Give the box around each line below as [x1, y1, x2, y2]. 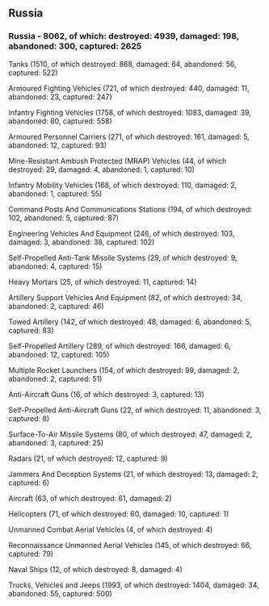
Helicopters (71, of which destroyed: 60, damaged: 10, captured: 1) [8, 508, 229, 519]
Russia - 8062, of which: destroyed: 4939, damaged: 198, [8, 31, 240, 42]
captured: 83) [8, 325, 54, 335]
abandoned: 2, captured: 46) [8, 301, 105, 311]
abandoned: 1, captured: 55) [8, 189, 103, 199]
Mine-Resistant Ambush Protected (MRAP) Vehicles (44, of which [8, 156, 227, 165]
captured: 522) [8, 68, 58, 77]
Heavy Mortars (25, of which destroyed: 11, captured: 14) [8, 277, 197, 286]
